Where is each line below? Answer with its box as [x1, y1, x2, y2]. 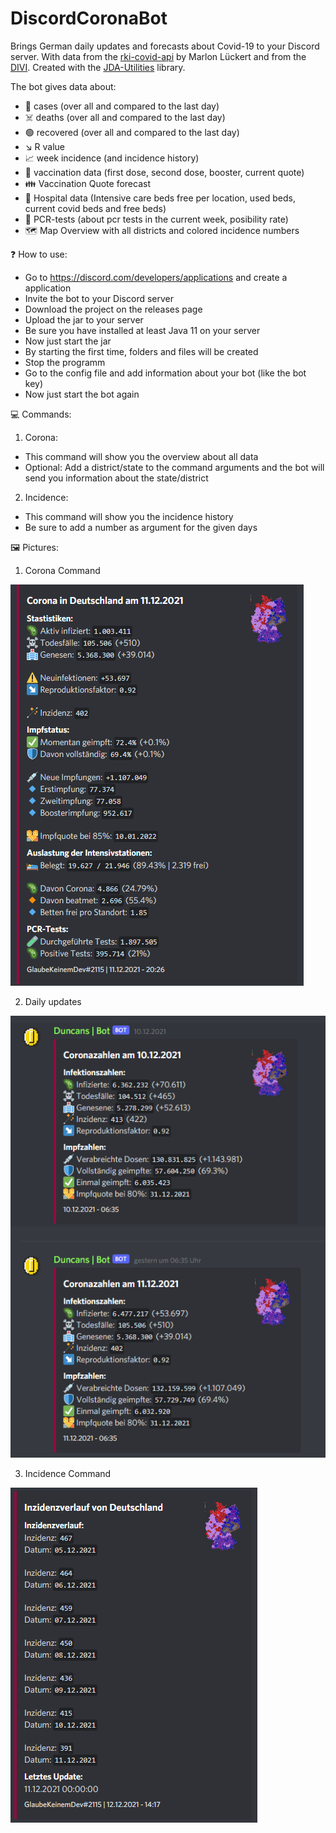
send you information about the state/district [24, 472, 209, 484]
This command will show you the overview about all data [24, 450, 259, 462]
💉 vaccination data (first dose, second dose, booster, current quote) [24, 166, 305, 178]
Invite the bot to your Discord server [24, 292, 175, 304]
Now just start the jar [24, 335, 112, 347]
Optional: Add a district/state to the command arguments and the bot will [24, 461, 325, 473]
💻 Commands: [10, 408, 72, 420]
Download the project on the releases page [24, 303, 203, 315]
